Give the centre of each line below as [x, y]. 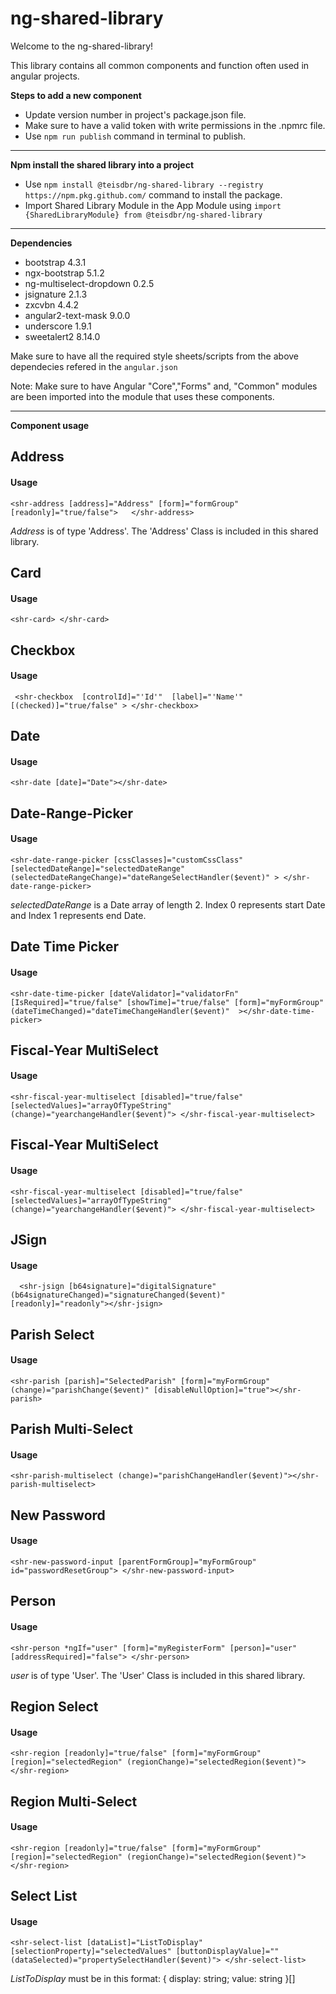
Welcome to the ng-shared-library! [82, 46]
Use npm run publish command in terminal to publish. [135, 136]
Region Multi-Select [74, 1801]
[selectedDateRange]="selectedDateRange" [98, 868]
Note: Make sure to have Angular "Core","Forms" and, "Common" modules [164, 386]
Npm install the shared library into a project [102, 164]
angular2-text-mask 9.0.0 [77, 315]
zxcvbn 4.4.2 [52, 304]
